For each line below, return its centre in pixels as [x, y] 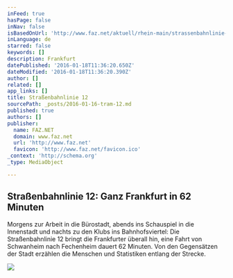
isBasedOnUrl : [28, 33]
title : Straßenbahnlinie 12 [48, 98]
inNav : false [26, 26]
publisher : [23, 123]
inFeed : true [26, 14]
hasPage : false [29, 20]
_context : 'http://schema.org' [52, 156]
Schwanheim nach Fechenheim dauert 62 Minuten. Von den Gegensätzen [113, 246]
